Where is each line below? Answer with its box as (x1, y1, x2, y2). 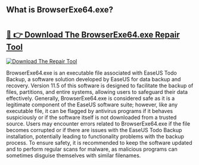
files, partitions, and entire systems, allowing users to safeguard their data (6, 88, 188, 95)
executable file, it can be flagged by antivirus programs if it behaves (6, 108, 173, 114)
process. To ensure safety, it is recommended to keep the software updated (6, 139, 192, 146)
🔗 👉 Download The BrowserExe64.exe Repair (6, 29, 180, 39)
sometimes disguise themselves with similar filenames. (6, 152, 141, 159)
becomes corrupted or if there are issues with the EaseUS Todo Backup (6, 127, 182, 133)
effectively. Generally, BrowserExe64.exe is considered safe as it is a (6, 95, 175, 102)
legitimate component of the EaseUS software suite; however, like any (6, 101, 178, 108)
